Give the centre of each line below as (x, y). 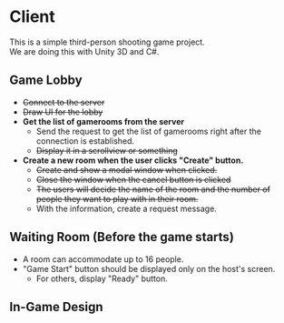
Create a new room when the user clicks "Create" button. (133, 160)
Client (33, 17)
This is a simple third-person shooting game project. (108, 42)
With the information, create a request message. (127, 208)
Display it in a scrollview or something (107, 150)
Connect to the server (64, 102)
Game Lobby (46, 81)
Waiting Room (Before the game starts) (122, 237)
